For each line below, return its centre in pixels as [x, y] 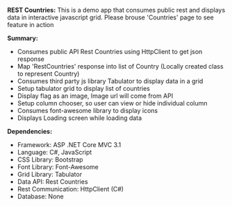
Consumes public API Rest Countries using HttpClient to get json [110, 52]
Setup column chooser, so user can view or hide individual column [112, 103]
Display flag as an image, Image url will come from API [95, 96]
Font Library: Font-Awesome [58, 167]
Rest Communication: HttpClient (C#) [70, 189]
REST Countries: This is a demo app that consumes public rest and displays [116, 10]
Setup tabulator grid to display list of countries [84, 88]
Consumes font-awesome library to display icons [88, 111]
